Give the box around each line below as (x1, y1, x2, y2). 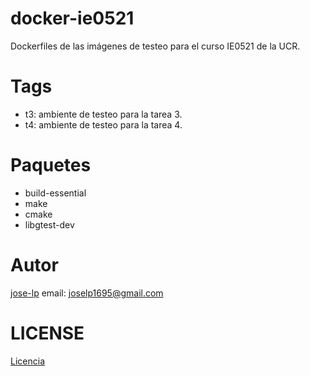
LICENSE (10, 322, 85, 344)
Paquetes (10, 154, 92, 177)
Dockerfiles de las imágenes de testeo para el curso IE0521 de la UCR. (10, 40, 301, 52)
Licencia (10, 355, 45, 367)
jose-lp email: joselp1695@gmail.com (10, 287, 164, 299)
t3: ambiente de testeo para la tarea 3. (24, 108, 183, 120)
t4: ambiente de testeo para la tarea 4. (24, 118, 183, 131)
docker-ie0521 (10, 7, 135, 30)
